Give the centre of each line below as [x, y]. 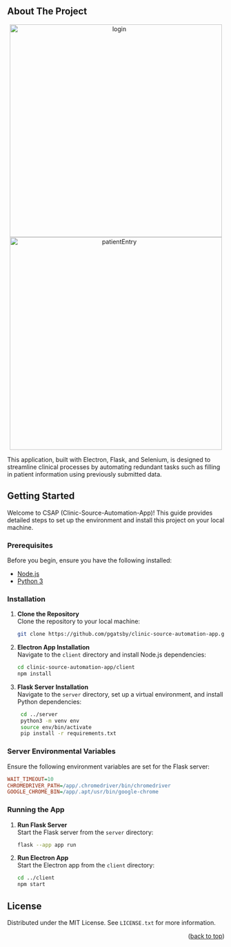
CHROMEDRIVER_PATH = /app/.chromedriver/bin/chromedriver [89, 785]
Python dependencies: [49, 701]
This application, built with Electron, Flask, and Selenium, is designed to [109, 459]
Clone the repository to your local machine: [78, 621]
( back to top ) [206, 936]
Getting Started [41, 496]
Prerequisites [30, 545]
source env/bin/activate [56, 727]
